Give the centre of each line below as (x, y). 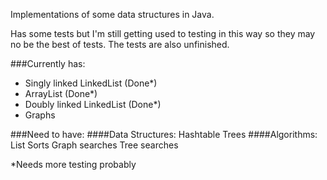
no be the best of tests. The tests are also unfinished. (120, 44)
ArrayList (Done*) (61, 93)
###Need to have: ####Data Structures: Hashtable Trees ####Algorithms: (164, 134)
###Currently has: (48, 63)
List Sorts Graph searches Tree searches (94, 145)
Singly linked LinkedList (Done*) (91, 83)
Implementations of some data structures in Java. (112, 14)
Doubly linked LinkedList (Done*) (93, 104)
